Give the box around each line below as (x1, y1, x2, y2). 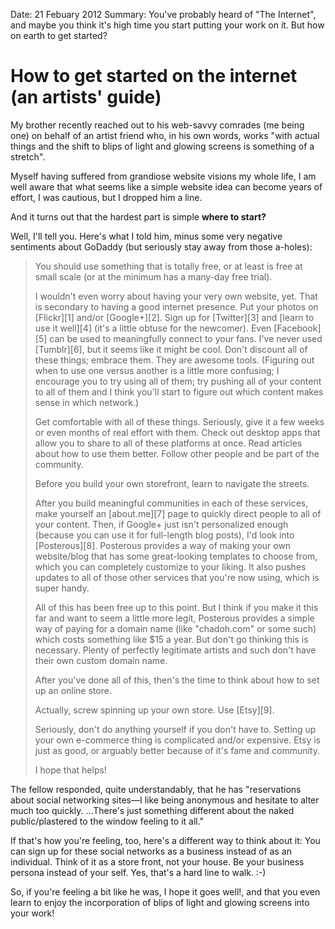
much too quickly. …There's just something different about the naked (10, 804, 295, 816)
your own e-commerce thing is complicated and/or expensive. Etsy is (34, 734, 321, 746)
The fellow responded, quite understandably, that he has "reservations (10, 783, 302, 795)
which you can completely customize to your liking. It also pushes (34, 560, 307, 573)
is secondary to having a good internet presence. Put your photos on (34, 300, 319, 313)
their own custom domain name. (34, 654, 168, 666)
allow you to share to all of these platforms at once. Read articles (34, 437, 303, 449)
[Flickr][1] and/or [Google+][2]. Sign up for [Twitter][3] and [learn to (34, 311, 315, 323)
